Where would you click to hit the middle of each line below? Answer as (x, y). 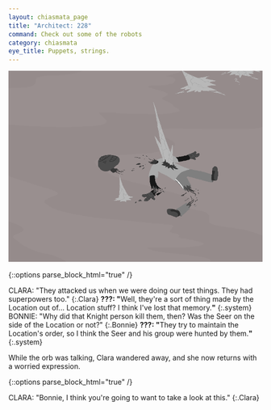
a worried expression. (44, 366)
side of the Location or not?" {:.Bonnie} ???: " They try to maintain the (124, 325)
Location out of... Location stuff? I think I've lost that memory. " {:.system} (130, 308)
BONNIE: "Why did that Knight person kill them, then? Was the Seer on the (132, 316)
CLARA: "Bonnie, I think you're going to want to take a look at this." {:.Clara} (134, 398)
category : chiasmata (43, 43)
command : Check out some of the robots (75, 34)
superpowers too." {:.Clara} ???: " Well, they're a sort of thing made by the (131, 299)
